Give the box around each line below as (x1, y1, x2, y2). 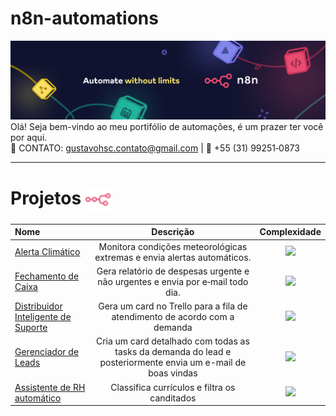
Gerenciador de (14, 346, 80, 358)
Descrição (151, 226, 195, 238)
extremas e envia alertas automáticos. (94, 251, 252, 263)
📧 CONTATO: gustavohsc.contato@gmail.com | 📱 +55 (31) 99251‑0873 (10, 142, 300, 154)
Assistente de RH (14, 381, 86, 393)
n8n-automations (10, 7, 159, 30)
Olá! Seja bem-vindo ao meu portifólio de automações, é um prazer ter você (10, 120, 324, 132)
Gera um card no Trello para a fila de (98, 300, 248, 312)
